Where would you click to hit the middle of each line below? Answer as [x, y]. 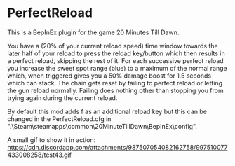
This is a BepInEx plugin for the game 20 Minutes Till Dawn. [93, 32]
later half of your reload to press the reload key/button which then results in [116, 53]
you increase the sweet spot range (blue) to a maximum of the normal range [117, 68]
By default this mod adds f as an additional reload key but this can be [107, 111]
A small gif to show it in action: [52, 140]
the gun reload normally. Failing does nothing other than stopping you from [115, 90]
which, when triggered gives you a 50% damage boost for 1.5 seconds [109, 76]
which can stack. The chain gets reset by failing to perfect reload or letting [115, 83]
